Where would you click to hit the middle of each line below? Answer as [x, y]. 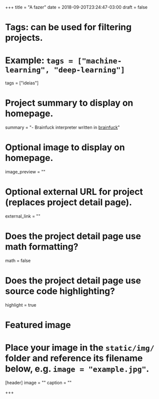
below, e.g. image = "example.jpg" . [77, 369]
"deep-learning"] [89, 70]
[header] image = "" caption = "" [38, 383]
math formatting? [42, 247]
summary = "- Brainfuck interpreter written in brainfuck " [63, 127]
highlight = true [21, 305]
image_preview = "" [25, 172]
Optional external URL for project [74, 192]
